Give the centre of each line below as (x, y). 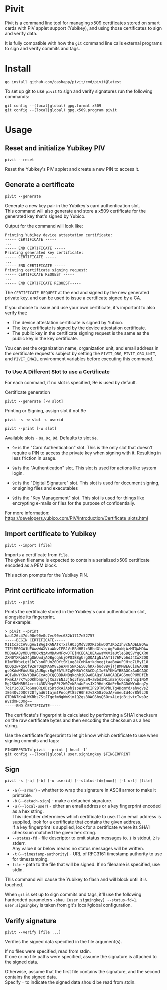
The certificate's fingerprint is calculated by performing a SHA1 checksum (81, 715)
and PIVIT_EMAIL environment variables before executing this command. (79, 359)
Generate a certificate (40, 185)
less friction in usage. (34, 458)
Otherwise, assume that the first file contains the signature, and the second (83, 972)
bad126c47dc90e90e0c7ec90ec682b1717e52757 (50, 636)
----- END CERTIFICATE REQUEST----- (43, 283)
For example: (19, 622)
